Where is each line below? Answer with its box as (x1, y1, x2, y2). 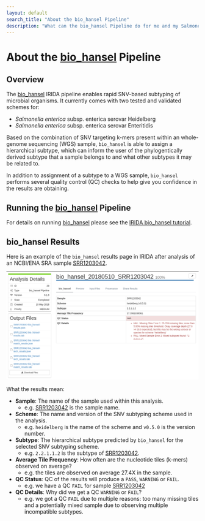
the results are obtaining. (6, 184, 69, 192)
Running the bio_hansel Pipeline (6, 202, 131, 213)
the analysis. (15, 417, 48, 424)
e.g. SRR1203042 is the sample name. (24, 404, 120, 411)
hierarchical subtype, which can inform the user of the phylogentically (6, 147, 183, 154)
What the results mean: (6, 386, 65, 393)
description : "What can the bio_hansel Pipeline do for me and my (6, 23, 179, 29)
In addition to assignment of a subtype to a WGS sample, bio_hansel (6, 172, 178, 179)
